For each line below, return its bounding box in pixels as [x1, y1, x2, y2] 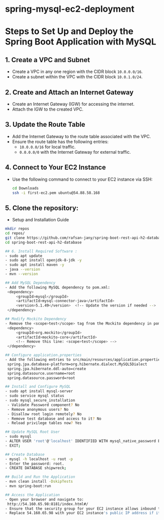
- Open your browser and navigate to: [5, 497, 84, 502]
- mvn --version [5, 272, 38, 277]
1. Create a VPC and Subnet [5, 55, 90, 64]
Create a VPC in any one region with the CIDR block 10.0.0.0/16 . [12, 69, 143, 74]
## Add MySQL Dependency [5, 280, 56, 285]
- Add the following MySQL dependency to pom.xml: [5, 285, 110, 290]
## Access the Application [5, 492, 60, 497]
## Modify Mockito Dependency [5, 317, 67, 322]
